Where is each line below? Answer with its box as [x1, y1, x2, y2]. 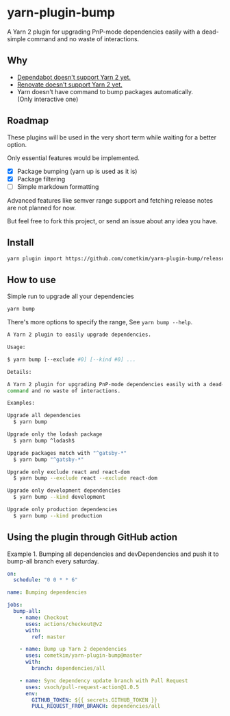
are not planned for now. [7, 203, 77, 212]
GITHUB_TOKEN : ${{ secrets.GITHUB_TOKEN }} [31, 696, 157, 704]
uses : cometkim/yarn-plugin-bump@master [25, 652, 142, 659]
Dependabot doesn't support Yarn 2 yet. [16, 73, 131, 81]
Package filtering [16, 175, 66, 183]
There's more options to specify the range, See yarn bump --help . [7, 318, 193, 326]
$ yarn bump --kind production [13, 512, 103, 519]
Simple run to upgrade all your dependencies [7, 292, 135, 300]
